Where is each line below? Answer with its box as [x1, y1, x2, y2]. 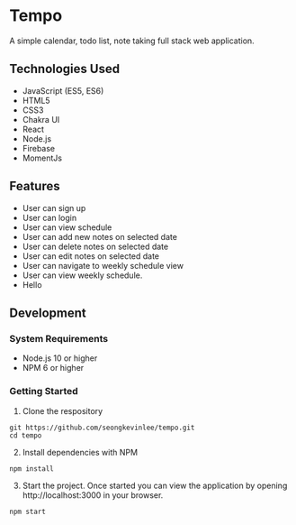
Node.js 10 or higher [22, 353, 98, 364]
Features [9, 179, 60, 194]
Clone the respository [22, 405, 103, 416]
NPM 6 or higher [22, 363, 85, 373]
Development [9, 305, 87, 320]
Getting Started [9, 385, 78, 398]
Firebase [22, 143, 56, 153]
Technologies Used [9, 61, 120, 77]
